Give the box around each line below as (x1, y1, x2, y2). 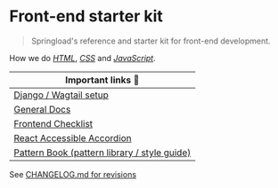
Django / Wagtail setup (13, 89, 109, 101)
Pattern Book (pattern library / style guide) (13, 146, 192, 159)
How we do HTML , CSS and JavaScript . (9, 52, 156, 63)
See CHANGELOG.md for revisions (9, 168, 136, 179)
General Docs (13, 103, 71, 115)
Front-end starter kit (9, 6, 163, 27)
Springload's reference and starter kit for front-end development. (30, 35, 271, 46)
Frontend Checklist (13, 117, 94, 129)
